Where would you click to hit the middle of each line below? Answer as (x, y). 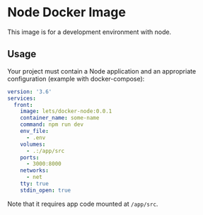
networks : (35, 170)
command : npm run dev (52, 124)
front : (23, 105)
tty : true (35, 184)
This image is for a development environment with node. (89, 32)
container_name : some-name (60, 118)
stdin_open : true (46, 190)
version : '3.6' (30, 92)
